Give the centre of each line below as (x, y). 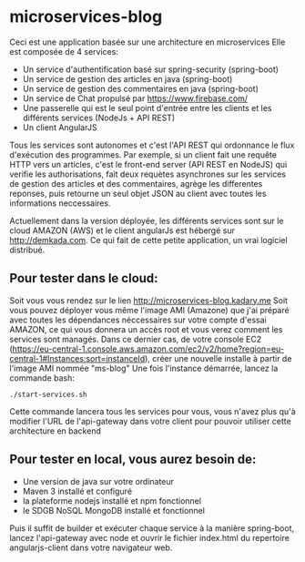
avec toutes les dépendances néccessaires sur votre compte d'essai (138, 320)
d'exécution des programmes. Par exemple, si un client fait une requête (143, 154)
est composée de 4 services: (64, 51)
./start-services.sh (49, 394)
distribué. (27, 250)
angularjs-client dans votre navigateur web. (91, 547)
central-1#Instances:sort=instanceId (77, 358)
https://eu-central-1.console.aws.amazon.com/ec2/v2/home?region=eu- (148, 349)
